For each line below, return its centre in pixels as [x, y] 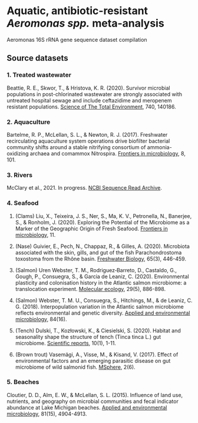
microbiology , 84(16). [41, 319]
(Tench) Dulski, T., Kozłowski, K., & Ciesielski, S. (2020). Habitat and [98, 331]
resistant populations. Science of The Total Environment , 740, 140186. [91, 107]
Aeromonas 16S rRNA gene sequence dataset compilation [77, 39]
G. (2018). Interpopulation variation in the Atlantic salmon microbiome [100, 306]
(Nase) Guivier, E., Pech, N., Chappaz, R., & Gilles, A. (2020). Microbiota [103, 246]
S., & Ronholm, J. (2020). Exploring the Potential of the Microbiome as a [102, 222]
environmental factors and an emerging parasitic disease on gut [93, 361]
